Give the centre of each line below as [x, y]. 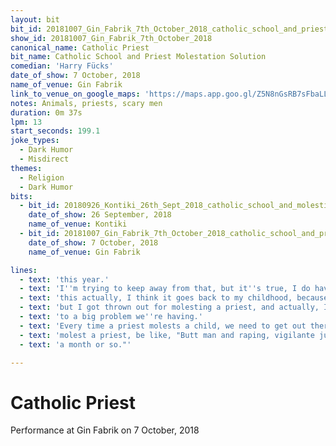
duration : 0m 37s [46, 112]
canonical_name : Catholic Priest [80, 47]
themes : [26, 168]
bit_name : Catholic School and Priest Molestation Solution [138, 57]
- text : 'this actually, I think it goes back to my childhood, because [174, 298]
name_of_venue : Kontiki [78, 224]
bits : [21, 196]
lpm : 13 [26, 122]
